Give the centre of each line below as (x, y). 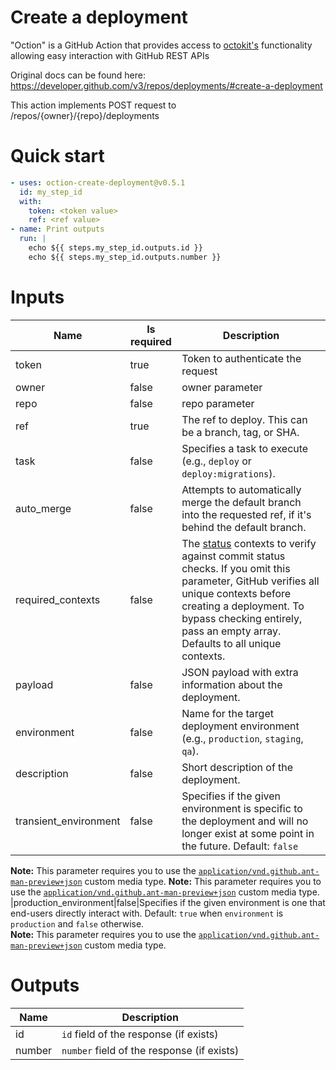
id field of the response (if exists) (140, 1034)
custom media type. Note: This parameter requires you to (203, 881)
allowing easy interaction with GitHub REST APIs (110, 55)
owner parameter (222, 387)
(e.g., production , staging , (242, 738)
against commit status (233, 556)
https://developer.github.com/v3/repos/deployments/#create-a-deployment (166, 85)
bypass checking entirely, (242, 618)
